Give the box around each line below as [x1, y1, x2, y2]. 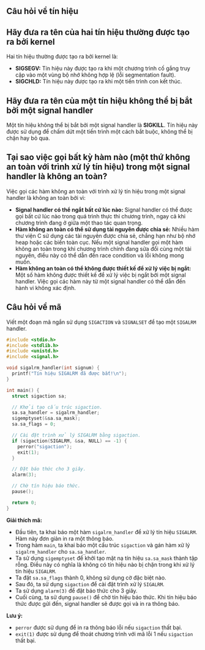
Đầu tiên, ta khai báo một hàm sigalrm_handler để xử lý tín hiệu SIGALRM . [15, 528, 198, 535]
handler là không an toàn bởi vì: [6, 194, 86, 201]
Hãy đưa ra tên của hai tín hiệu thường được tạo [6, 27, 190, 37]
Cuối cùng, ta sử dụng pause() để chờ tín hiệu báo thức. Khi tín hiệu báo [15, 593, 197, 601]
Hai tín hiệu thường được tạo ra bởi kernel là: [6, 53, 118, 60]
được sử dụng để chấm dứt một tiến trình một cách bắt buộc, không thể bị [6, 128, 193, 136]
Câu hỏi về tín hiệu [6, 6, 78, 17]
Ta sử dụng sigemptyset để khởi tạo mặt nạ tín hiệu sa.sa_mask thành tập [15, 554, 198, 562]
